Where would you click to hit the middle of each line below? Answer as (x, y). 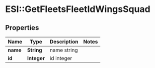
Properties (22, 28)
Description (64, 42)
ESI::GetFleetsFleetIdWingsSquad (78, 9)
